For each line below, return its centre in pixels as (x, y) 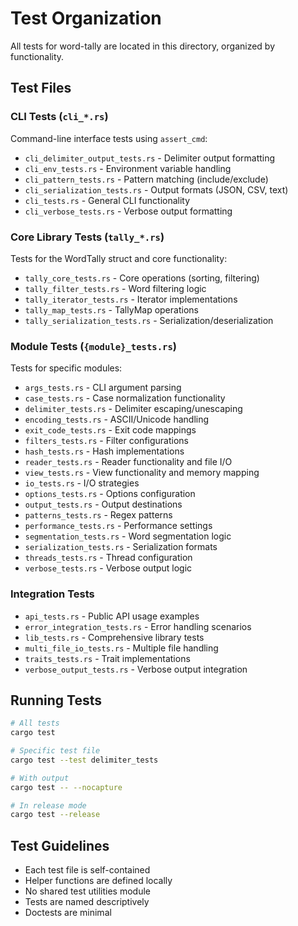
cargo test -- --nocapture (66, 787)
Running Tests (56, 700)
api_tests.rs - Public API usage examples (112, 616)
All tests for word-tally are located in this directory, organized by (143, 46)
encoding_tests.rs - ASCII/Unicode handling (117, 419)
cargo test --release (55, 815)
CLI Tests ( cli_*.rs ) (59, 117)
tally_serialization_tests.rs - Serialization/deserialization (149, 320)
